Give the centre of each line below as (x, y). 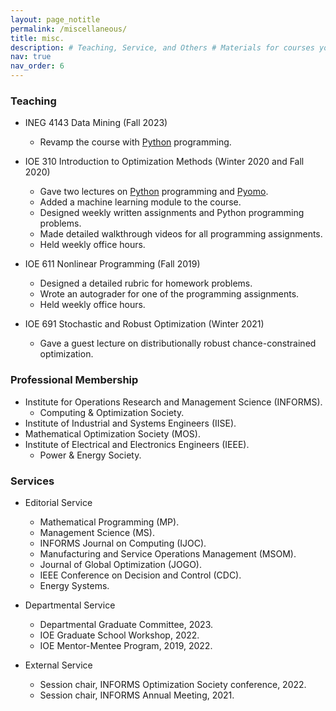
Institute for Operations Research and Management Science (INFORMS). (173, 402)
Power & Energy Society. (90, 455)
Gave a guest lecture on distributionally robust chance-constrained (178, 343)
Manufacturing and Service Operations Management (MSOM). (168, 553)
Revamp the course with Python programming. (135, 142)
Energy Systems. (74, 585)
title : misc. (37, 38)
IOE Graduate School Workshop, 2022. (119, 635)
